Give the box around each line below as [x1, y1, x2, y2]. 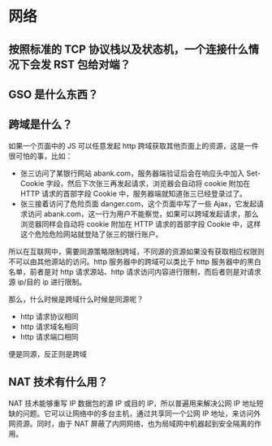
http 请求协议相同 [19, 311, 79, 321]
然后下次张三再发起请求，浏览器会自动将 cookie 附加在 [67, 178, 250, 188]
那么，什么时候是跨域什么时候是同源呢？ [8, 294, 144, 304]
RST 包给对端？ [53, 58, 132, 71]
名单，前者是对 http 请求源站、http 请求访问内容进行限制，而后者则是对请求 [8, 266, 261, 276]
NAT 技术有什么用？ [8, 375, 108, 389]
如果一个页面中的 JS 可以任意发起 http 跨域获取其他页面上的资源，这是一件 [8, 141, 259, 150]
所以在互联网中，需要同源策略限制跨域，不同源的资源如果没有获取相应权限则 [8, 246, 265, 256]
